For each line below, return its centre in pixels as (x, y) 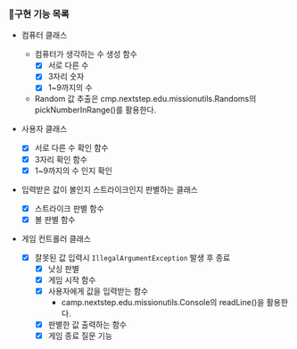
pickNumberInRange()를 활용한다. (95, 110)
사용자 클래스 (44, 129)
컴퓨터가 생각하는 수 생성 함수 (86, 54)
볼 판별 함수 (55, 220)
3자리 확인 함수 (61, 159)
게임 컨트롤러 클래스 (56, 238)
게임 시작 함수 (72, 279)
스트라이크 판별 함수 (69, 208)
